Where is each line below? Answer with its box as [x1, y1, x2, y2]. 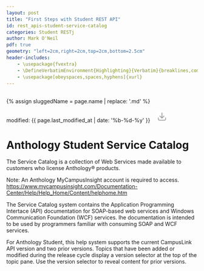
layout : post [6, 10, 39, 16]
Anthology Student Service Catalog [6, 138, 189, 152]
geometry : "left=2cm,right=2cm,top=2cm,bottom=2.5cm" [6, 49, 146, 55]
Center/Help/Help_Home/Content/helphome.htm [6, 189, 127, 197]
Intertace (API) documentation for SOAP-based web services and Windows [6, 207, 194, 215]
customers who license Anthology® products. [6, 165, 120, 172]
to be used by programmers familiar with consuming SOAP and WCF [6, 221, 178, 228]
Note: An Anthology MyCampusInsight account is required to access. [6, 176, 179, 184]
